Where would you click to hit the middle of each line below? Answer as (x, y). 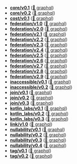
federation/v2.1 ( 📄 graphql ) (38, 34)
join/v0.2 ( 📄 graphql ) (32, 98)
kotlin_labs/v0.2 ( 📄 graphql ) (39, 114)
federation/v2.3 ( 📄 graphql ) (39, 45)
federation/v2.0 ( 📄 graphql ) (39, 29)
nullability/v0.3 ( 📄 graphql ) (38, 140)
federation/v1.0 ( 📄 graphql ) (38, 23)
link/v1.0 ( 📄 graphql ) (31, 124)
